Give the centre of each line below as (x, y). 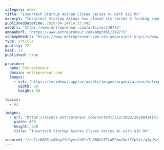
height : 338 (26, 127)
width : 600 (25, 122)
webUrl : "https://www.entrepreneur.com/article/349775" (63, 28)
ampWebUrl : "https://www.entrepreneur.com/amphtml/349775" (66, 32)
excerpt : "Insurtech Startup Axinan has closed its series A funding (77, 19)
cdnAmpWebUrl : (20, 37)
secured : (14, 140)
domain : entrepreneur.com (36, 73)
